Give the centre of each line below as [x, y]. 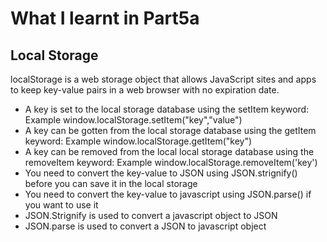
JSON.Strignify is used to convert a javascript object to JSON [151, 215]
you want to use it [61, 205]
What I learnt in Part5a [105, 18]
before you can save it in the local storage [111, 183]
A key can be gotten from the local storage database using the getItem [170, 130]
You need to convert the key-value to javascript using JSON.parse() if [168, 194]
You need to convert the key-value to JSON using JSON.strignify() [161, 173]
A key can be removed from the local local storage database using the [169, 151]
